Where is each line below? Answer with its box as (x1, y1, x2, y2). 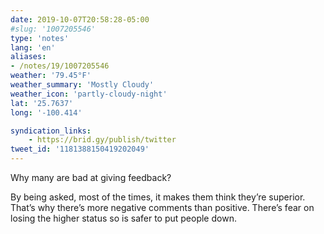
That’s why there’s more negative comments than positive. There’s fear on (10, 202, 315, 213)
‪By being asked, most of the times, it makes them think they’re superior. (10, 191, 306, 203)
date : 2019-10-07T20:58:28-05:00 (10, 14, 150, 25)
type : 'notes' (10, 33, 70, 43)
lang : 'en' (10, 42, 56, 53)
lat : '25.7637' (10, 98, 74, 108)
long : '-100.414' (10, 107, 83, 118)
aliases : (10, 52, 47, 62)
